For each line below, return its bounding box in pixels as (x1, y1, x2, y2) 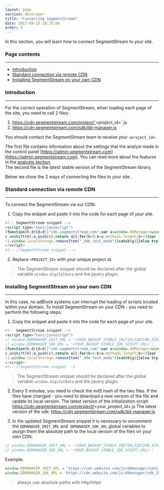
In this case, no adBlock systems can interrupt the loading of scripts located (5, 299, 158, 305)
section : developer (5, 12, 45, 17)
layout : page (5, 7, 32, 12)
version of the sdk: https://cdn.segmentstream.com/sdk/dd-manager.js (12, 408, 155, 415)
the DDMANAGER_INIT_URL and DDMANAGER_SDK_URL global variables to (12, 423, 145, 429)
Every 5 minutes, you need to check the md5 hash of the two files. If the (12, 388, 157, 394)
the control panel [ (5, 148, 42, 154)
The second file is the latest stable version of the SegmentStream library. (5, 164, 152, 170)
